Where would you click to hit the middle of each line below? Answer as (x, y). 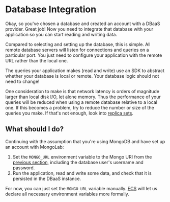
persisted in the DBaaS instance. (47, 178)
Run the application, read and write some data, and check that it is (82, 173)
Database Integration (51, 9)
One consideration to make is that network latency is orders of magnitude (82, 91)
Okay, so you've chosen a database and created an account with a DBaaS (83, 24)
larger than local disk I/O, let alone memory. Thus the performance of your (83, 97)
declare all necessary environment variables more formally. (67, 194)
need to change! (22, 81)
